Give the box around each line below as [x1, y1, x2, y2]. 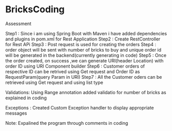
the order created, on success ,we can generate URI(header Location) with [5, 57, 164, 63]
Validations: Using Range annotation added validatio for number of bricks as [5, 89, 166, 95]
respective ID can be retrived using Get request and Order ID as [5, 68, 140, 75]
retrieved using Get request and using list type [5, 79, 104, 85]
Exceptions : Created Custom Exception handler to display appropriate [5, 104, 154, 111]
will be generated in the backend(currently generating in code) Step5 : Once [5, 52, 167, 58]
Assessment [5, 20, 32, 27]
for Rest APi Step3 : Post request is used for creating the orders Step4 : [5, 41, 157, 47]
